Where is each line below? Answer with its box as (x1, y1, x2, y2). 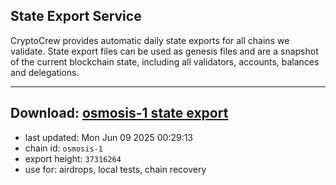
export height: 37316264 (24, 152, 122, 164)
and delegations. (10, 66, 80, 78)
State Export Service (10, 8, 142, 25)
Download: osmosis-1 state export (10, 105, 229, 122)
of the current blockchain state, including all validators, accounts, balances (10, 55, 320, 68)
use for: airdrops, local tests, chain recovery (24, 163, 207, 175)
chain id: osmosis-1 (24, 142, 103, 154)
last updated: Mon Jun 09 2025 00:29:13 (24, 131, 194, 143)
